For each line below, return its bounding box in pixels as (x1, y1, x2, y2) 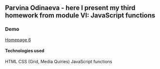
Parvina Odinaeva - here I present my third (5, 4, 136, 12)
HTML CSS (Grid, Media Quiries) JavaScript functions (5, 58, 112, 64)
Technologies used (5, 48, 45, 54)
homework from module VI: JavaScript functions (5, 12, 156, 20)
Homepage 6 (5, 37, 32, 42)
